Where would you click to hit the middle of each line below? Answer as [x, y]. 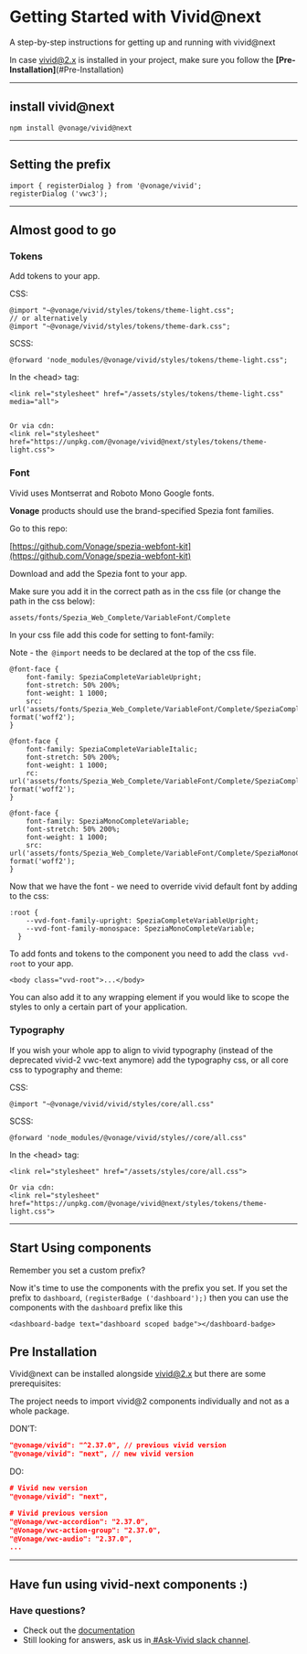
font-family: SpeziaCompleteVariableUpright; [114, 677]
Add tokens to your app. [55, 276]
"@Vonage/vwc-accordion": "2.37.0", [79, 1521]
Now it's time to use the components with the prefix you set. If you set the [148, 1287]
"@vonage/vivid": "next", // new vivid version [102, 1454]
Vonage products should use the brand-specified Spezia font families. [142, 510]
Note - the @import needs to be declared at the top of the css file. [133, 652]
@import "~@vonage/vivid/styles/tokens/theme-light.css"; [122, 311]
